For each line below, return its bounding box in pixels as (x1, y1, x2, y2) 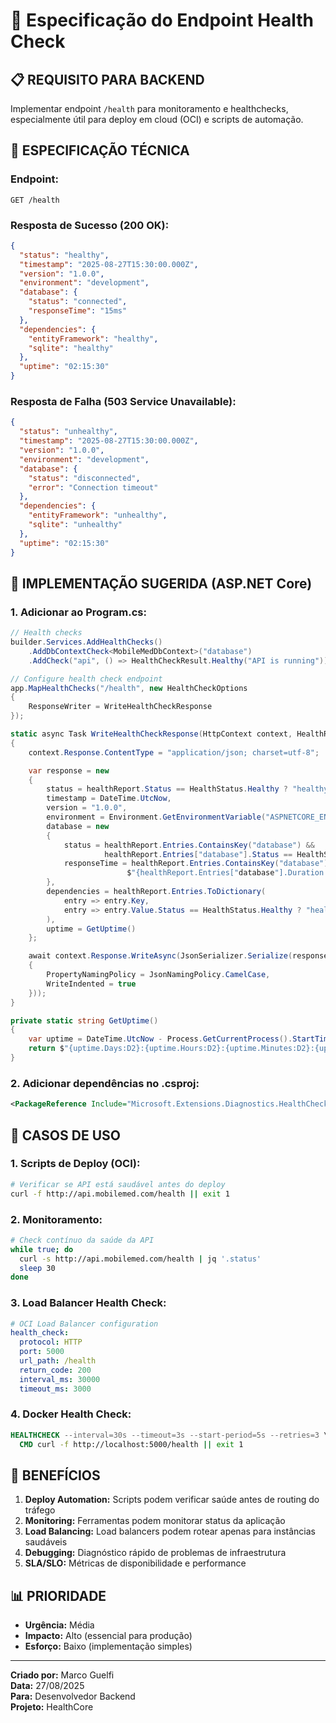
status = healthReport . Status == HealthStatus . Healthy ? (46, 784, 288, 794)
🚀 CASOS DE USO (10, 1127, 121, 1144)
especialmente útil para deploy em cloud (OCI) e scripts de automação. (10, 114, 304, 125)
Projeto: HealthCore (10, 1701, 94, 1713)
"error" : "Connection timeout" (28, 482, 159, 493)
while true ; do (10, 1244, 74, 1254)
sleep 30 (19, 1263, 56, 1273)
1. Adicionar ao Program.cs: (10, 605, 147, 619)
